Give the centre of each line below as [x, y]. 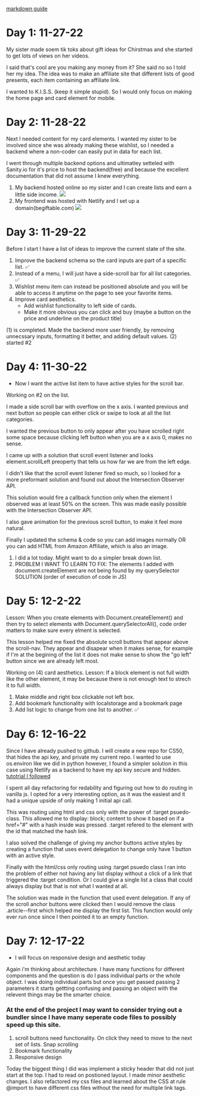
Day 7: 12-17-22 [45, 940]
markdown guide [27, 9]
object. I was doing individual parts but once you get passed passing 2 [93, 981]
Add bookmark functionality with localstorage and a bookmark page [99, 703]
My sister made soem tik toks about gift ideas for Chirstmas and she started [99, 49]
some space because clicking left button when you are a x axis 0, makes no [99, 437]
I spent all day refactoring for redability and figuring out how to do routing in [99, 788]
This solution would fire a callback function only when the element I [89, 497]
